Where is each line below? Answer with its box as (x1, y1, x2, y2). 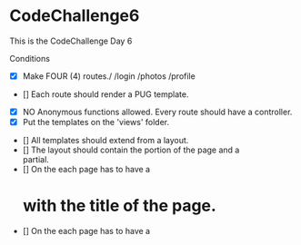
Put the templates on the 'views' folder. (22, 117, 170, 128)
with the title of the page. (22, 196, 216, 216)
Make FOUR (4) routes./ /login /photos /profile (22, 70, 196, 82)
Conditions (9, 53, 50, 64)
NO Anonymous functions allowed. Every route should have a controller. (22, 106, 293, 117)
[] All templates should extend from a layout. (22, 135, 189, 146)
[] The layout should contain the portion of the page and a (22, 144, 240, 155)
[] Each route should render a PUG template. (22, 89, 189, 100)
